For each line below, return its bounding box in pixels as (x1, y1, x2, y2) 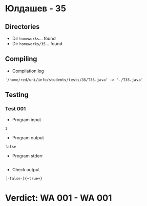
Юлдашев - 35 (5, 3, 66, 14)
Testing (5, 91, 29, 99)
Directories (5, 23, 40, 31)
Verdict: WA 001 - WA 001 (5, 192, 112, 204)
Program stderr (12, 153, 43, 158)
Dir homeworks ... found (12, 35, 56, 41)
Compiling (5, 55, 38, 63)
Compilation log (12, 68, 44, 74)
